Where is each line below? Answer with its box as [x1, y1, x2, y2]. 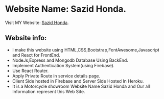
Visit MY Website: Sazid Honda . [5, 20, 69, 25]
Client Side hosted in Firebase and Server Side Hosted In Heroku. [12, 78, 144, 84]
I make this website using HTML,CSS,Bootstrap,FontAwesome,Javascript [12, 47, 160, 52]
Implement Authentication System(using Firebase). [12, 62, 115, 68]
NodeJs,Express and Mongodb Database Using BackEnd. [12, 57, 128, 63]
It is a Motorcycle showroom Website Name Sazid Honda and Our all [12, 83, 150, 89]
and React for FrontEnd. [12, 52, 60, 58]
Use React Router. [12, 68, 49, 74]
